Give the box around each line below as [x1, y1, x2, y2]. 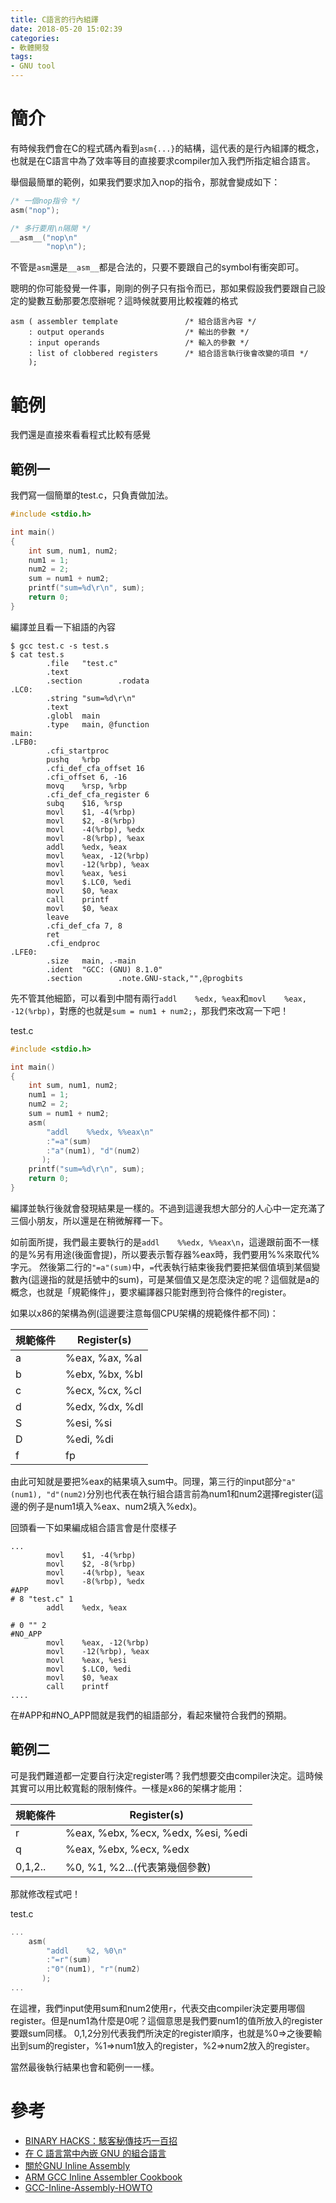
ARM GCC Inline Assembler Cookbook [24, 2171, 183, 2183]
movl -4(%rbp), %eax [46, 1567, 145, 1578]
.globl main [46, 711, 101, 721]
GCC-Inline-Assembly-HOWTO [24, 2181, 153, 2193]
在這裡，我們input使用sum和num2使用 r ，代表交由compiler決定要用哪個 [10, 2002, 306, 2014]
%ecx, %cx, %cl [65, 1383, 142, 1397]
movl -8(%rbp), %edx [46, 1576, 145, 1586]
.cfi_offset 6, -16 [46, 772, 128, 782]
